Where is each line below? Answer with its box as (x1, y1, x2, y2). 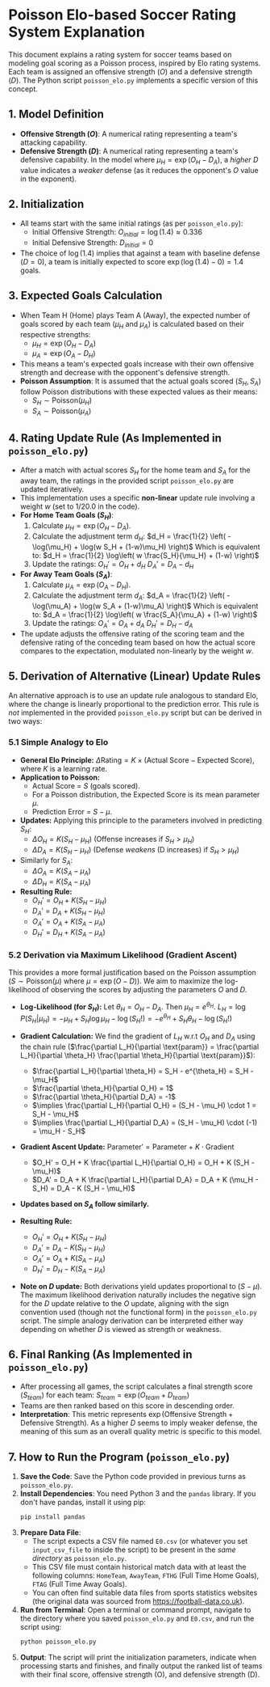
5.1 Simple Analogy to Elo (8, 737, 109, 748)
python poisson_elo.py (19, 1638, 97, 1646)
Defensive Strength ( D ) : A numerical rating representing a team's (19, 146, 239, 155)
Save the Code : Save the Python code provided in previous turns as (19, 1472, 246, 1482)
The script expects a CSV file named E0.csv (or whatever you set (31, 1536, 248, 1545)
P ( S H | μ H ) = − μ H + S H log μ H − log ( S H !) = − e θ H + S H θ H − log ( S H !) (19, 1013, 232, 1025)
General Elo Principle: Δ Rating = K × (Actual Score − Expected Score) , (19, 755, 255, 765)
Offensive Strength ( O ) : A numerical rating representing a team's (19, 129, 238, 138)
